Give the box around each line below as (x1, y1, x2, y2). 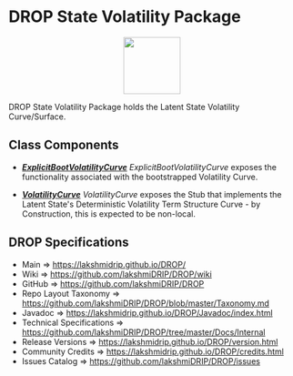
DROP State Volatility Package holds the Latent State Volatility (8, 101, 240, 112)
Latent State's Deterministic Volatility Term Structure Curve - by (21, 198, 261, 209)
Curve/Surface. (8, 111, 66, 122)
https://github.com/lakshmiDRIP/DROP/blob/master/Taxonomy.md (21, 298, 270, 309)
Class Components (8, 137, 119, 153)
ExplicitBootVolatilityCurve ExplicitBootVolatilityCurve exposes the (21, 161, 277, 172)
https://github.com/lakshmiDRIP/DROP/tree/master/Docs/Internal (21, 326, 266, 338)
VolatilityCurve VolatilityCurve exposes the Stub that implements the (21, 188, 282, 199)
